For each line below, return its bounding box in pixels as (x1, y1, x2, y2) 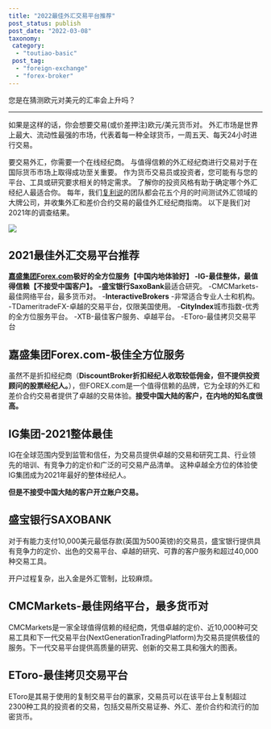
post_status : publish (8, 19, 81, 27)
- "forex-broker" (15, 72, 74, 80)
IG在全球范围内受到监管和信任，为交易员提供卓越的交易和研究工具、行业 (8, 450, 249, 460)
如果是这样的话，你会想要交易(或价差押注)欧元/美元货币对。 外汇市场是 (8, 119, 244, 129)
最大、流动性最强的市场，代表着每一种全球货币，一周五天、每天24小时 (15, 130, 251, 140)
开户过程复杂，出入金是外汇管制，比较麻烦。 (8, 573, 157, 583)
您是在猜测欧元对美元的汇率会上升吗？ (8, 94, 135, 105)
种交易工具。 (8, 556, 51, 566)
